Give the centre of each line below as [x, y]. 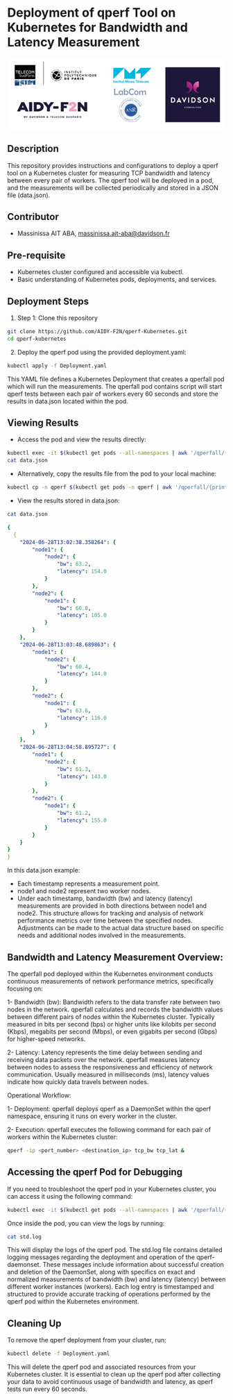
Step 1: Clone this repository [58, 318]
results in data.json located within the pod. [68, 401]
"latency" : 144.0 [82, 674]
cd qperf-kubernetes [37, 339]
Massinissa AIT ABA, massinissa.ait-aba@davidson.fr [93, 233]
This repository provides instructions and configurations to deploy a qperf [113, 165]
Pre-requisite [36, 255]
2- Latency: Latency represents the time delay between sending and [105, 1052]
